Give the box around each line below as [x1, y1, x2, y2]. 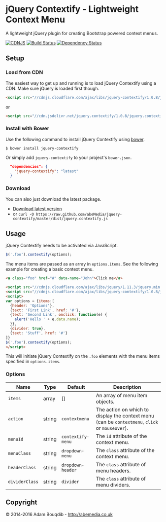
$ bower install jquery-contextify [5, 146, 79, 151]
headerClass [8, 465, 36, 470]
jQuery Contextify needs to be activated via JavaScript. [5, 243, 118, 249]
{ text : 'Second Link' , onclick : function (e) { [10, 312, 107, 317]
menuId [8, 436, 24, 442]
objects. [96, 398, 115, 405]
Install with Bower [5, 125, 50, 132]
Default [67, 383, 85, 390]
